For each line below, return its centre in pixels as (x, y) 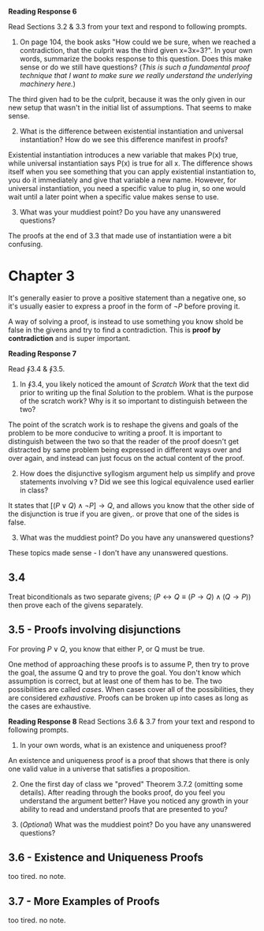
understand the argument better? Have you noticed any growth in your (134, 801)
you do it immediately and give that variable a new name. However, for (122, 180)
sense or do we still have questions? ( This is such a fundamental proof (135, 67)
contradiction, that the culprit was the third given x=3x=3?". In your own (136, 50)
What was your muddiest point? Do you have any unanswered (120, 212)
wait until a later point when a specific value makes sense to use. (113, 197)
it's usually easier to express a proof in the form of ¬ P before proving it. (124, 306)
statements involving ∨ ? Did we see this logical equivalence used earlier (137, 481)
